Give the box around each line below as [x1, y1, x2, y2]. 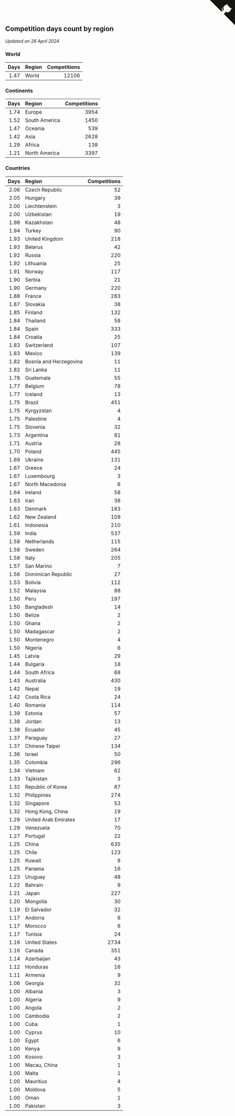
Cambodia [25, 1012, 49, 1019]
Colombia [25, 759, 48, 766]
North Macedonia [25, 481, 66, 488]
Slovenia [25, 423, 45, 430]
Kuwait [25, 857, 42, 864]
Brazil [25, 399, 39, 406]
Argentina [25, 431, 49, 438]
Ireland [25, 489, 42, 496]
